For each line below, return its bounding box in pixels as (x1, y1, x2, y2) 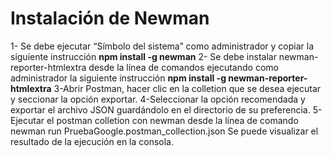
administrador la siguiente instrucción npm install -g (10, 72, 227, 84)
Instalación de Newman (10, 7, 210, 30)
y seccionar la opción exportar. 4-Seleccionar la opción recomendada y (10, 93, 306, 105)
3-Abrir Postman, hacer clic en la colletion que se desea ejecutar (53, 82, 322, 94)
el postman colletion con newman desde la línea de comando (46, 114, 299, 126)
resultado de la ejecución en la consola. (10, 135, 175, 147)
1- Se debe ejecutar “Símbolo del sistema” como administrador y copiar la (10, 40, 315, 52)
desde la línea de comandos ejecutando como (88, 61, 279, 73)
